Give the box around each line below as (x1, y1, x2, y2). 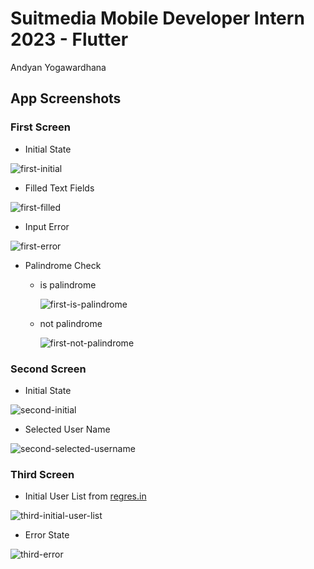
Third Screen (10, 467, 75, 481)
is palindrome (39, 278, 97, 291)
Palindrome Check (24, 259, 102, 271)
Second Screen (10, 362, 87, 376)
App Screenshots (10, 90, 122, 107)
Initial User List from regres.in (24, 490, 147, 502)
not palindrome (39, 317, 103, 329)
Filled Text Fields (24, 182, 95, 194)
